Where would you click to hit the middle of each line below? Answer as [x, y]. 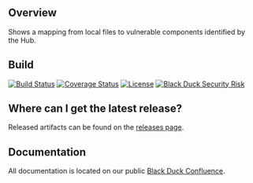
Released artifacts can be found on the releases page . [96, 127]
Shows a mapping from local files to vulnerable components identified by [127, 31]
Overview [33, 13]
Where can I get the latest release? [95, 109]
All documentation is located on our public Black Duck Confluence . [117, 171]
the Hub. [22, 40]
